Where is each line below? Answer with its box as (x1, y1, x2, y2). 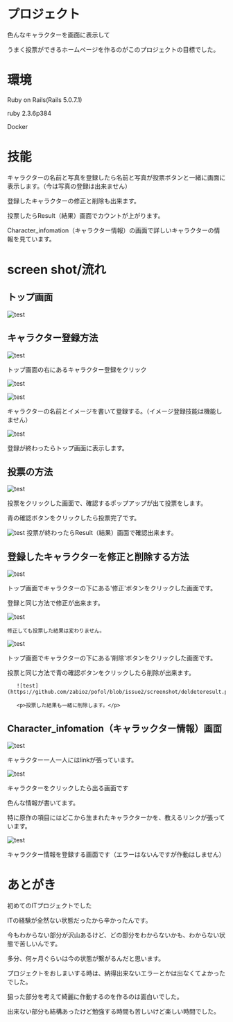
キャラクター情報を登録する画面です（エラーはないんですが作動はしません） (7, 851, 225, 859)
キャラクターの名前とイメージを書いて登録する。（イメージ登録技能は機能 (7, 407, 216, 415)
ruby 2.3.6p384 (7, 109, 52, 117)
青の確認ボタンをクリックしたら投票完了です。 (7, 514, 141, 522)
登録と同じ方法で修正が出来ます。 (7, 599, 104, 607)
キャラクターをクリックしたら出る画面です (7, 784, 129, 792)
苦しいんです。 (19, 939, 61, 948)
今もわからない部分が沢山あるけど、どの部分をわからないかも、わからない (7, 931, 220, 939)
